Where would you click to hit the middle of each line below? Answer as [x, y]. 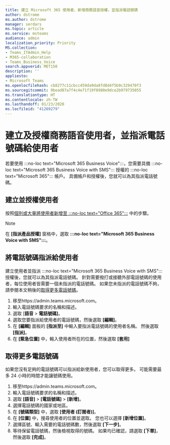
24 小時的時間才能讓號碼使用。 [43, 375]
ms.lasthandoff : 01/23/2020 [35, 105]
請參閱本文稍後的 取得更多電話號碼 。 [43, 290]
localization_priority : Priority [40, 43]
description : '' [22, 72]
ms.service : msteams [27, 33]
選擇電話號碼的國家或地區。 [41, 405]
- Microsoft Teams [25, 81]
